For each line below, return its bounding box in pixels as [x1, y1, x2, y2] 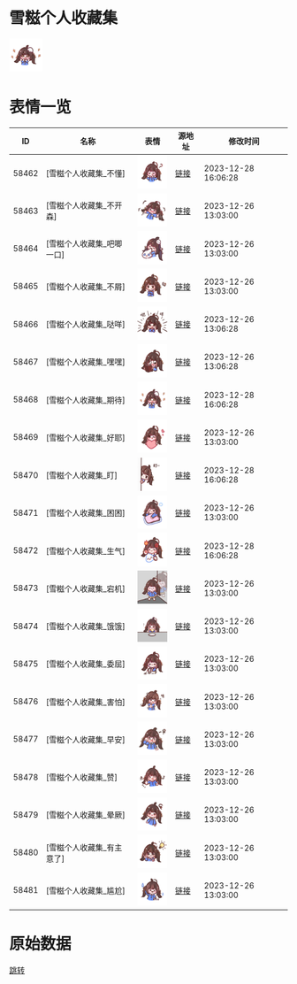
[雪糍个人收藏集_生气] [45, 545, 126, 556]
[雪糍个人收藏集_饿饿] [45, 621, 126, 632]
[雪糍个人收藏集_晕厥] [45, 810, 126, 820]
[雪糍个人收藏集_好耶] [45, 432, 126, 442]
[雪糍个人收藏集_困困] [45, 508, 126, 519]
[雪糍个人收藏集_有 [45, 842, 115, 852]
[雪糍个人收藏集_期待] [45, 395, 126, 405]
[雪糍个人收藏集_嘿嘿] [45, 357, 126, 367]
